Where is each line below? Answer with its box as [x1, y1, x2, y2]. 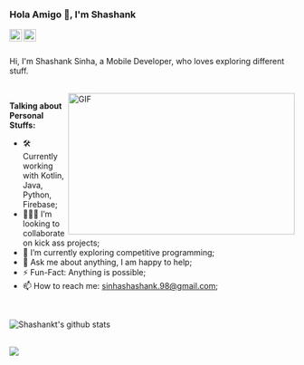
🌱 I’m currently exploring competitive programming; [22, 247, 215, 258]
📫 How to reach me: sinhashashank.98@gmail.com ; [22, 281, 219, 292]
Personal [9, 110, 44, 121]
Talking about [9, 101, 62, 111]
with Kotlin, [22, 170, 65, 181]
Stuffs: [9, 120, 36, 130]
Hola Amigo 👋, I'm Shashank [9, 8, 137, 21]
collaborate [22, 228, 65, 239]
